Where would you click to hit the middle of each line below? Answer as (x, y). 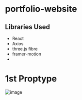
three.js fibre (25, 49)
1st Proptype (31, 79)
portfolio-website (41, 9)
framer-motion (26, 54)
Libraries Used (27, 27)
